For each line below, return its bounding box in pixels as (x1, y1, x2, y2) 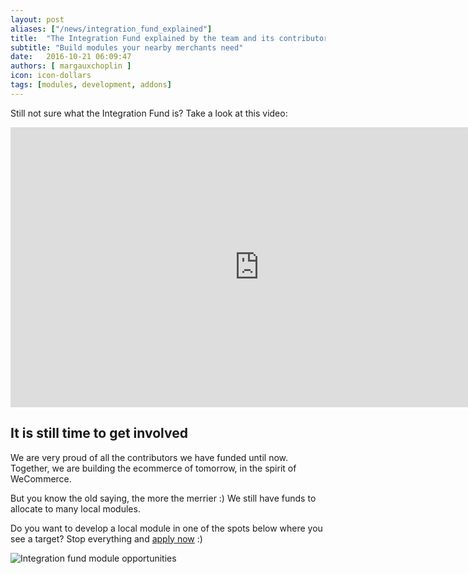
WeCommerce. (10, 472, 72, 485)
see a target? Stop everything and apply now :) (10, 532, 203, 545)
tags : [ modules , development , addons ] (10, 80, 172, 90)
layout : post (10, 14, 65, 25)
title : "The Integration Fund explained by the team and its (10, 33, 275, 43)
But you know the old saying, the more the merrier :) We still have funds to (10, 492, 317, 504)
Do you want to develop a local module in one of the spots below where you (10, 522, 323, 534)
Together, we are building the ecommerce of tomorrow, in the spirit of (10, 462, 297, 474)
